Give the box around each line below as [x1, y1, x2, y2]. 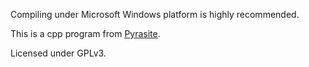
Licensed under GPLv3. [10, 47, 107, 59]
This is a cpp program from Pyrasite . [10, 28, 161, 39]
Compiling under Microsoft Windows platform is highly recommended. [10, 9, 300, 20]
